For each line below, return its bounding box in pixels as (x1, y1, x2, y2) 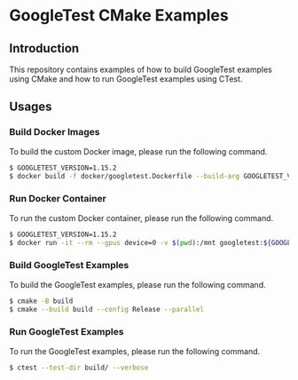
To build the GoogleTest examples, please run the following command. (9, 279, 266, 289)
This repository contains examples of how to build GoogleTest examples (9, 64, 273, 75)
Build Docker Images (9, 126, 100, 139)
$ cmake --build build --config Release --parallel (9, 305, 204, 313)
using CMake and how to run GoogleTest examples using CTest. (9, 74, 243, 84)
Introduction (9, 41, 80, 56)
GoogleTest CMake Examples (9, 5, 229, 26)
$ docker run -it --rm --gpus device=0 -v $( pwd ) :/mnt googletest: (9, 238, 264, 247)
